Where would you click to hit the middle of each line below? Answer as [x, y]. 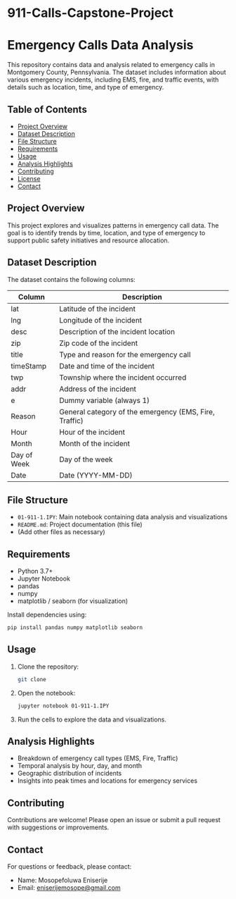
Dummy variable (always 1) [104, 400]
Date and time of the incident [107, 366]
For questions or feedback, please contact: [70, 867]
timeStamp [29, 366]
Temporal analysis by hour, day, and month [80, 766]
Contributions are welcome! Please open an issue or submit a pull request [114, 820]
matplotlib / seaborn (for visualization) [73, 601]
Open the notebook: [46, 693]
